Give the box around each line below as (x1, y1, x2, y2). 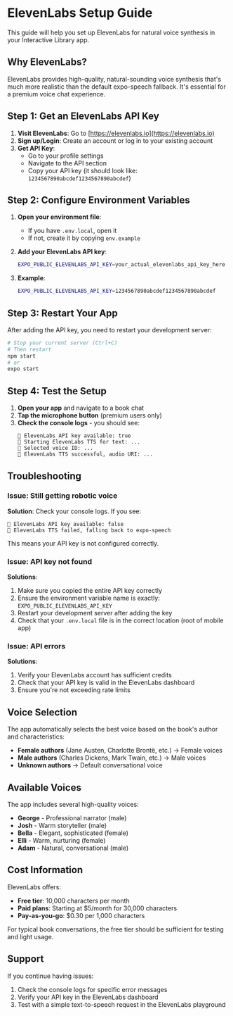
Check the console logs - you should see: (17, 419, 140, 427)
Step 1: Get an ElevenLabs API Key (7, 111, 159, 123)
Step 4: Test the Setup (7, 385, 107, 397)
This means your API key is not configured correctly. (7, 539, 159, 547)
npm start (7, 352, 36, 360)
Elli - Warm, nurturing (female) (17, 836, 106, 845)
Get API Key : (17, 144, 55, 152)
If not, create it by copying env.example (27, 234, 140, 242)
